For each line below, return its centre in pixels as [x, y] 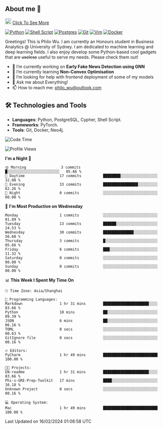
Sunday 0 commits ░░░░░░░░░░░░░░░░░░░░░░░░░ [81, 266]
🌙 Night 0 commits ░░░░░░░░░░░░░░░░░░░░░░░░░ [81, 193]
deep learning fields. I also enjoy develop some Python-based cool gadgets [81, 52]
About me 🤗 [23, 9]
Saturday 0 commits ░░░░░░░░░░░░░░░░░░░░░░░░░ [81, 258]
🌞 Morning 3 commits [43, 167]
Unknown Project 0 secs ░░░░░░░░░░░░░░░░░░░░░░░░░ [81, 389]
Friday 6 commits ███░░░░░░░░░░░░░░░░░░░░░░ [81, 249]
